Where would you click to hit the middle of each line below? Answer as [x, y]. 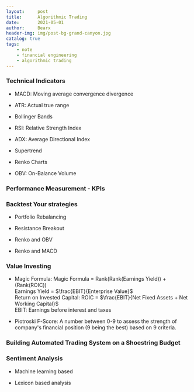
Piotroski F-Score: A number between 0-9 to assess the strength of [96, 321]
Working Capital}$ [37, 304]
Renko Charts [31, 162]
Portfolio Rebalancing [40, 217]
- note [25, 50]
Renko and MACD [36, 251]
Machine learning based [44, 371]
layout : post [27, 11]
